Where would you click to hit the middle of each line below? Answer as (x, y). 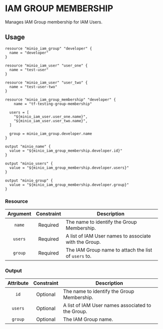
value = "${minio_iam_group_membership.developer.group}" (69, 185)
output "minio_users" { (29, 164)
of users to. (79, 256)
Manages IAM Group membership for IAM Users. (54, 22)
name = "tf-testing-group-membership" (53, 104)
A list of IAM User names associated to (107, 306)
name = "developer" (29, 53)
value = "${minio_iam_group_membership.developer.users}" (69, 168)
